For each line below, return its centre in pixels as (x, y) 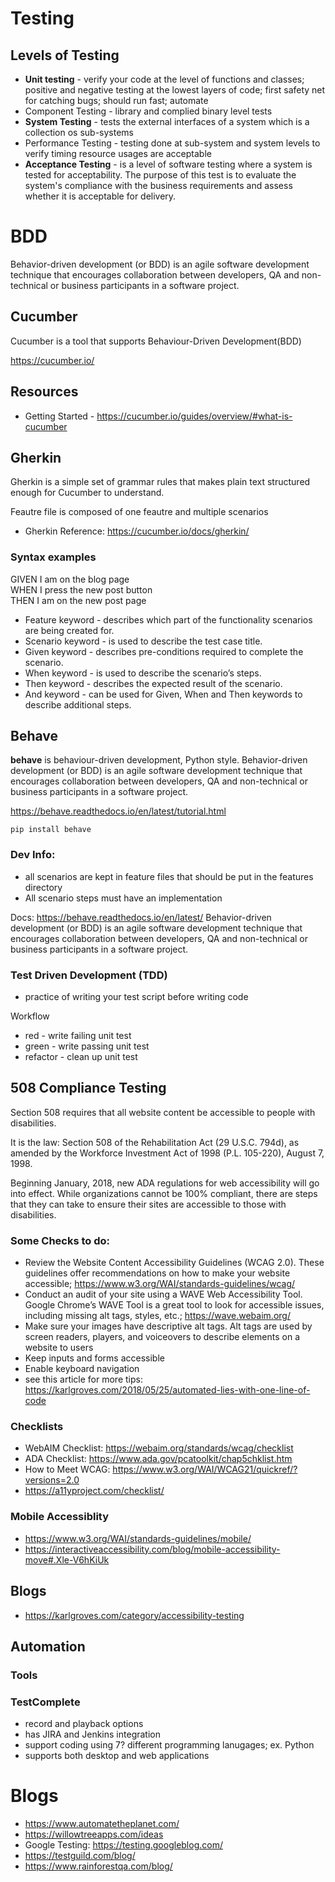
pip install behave (51, 830)
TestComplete (45, 1702)
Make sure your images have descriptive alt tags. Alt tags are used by (168, 1326)
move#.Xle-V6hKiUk (67, 1559)
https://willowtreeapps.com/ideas (94, 1834)
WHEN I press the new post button (81, 589)
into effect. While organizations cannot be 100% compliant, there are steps (164, 1193)
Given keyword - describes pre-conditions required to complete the (164, 651)
